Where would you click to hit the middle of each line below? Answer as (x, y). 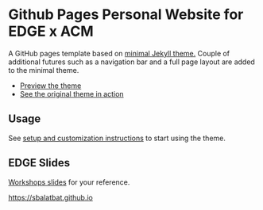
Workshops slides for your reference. (69, 182)
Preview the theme (50, 86)
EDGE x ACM (51, 31)
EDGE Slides (39, 163)
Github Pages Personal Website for (126, 15)
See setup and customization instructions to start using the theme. (117, 138)
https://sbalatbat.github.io (51, 197)
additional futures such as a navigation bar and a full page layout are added (132, 62)
